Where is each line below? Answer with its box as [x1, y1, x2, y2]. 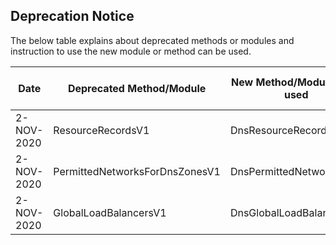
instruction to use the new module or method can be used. [10, 45, 252, 57]
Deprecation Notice [10, 8, 135, 25]
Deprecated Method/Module [67, 81, 207, 95]
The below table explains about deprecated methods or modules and [10, 34, 295, 46]
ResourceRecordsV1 [53, 123, 150, 137]
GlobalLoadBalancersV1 [53, 205, 167, 219]
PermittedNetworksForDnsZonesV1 [53, 164, 221, 178]
